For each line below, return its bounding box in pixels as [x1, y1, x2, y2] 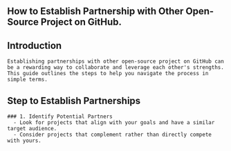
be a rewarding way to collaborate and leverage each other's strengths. [7, 64, 225, 71]
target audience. [7, 125, 57, 132]
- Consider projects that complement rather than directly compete [13, 131, 212, 139]
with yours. [7, 137, 41, 144]
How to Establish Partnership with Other [7, 6, 184, 17]
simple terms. [7, 76, 48, 83]
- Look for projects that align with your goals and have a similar [13, 119, 215, 126]
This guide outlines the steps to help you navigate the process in [7, 70, 209, 77]
